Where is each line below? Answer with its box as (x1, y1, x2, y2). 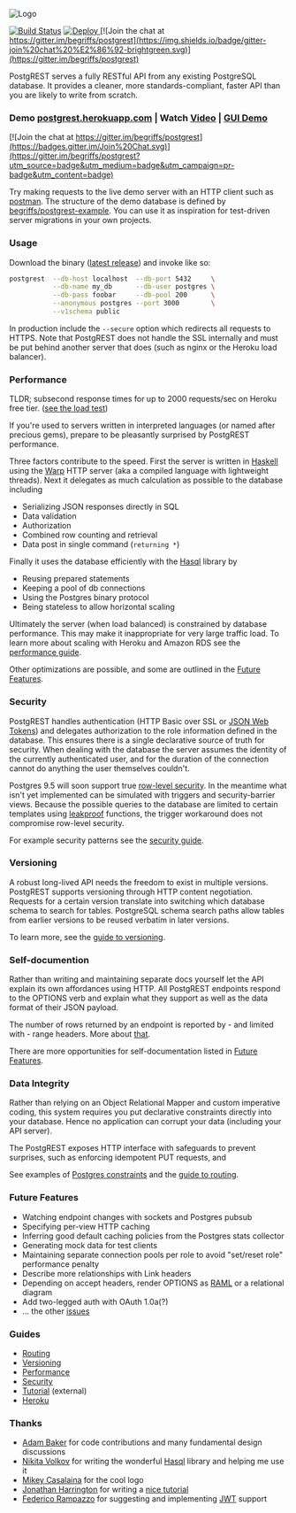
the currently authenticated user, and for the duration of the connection (9, 753, 269, 764)
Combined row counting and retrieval (21, 529, 158, 540)
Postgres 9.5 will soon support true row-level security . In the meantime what (9, 780, 287, 791)
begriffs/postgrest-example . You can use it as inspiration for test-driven (9, 205, 270, 216)
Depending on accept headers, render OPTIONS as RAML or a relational (21, 1278, 285, 1288)
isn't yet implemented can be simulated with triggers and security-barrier (9, 789, 276, 800)
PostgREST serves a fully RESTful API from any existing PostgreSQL (9, 71, 257, 81)
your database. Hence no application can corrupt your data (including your (9, 1116, 282, 1127)
